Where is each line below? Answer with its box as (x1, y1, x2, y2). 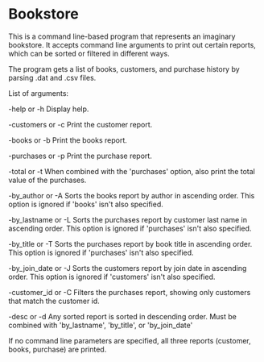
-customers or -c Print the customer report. (8, 119, 153, 129)
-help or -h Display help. (8, 104, 89, 114)
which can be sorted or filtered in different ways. (8, 48, 171, 58)
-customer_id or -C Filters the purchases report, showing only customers (8, 287, 251, 297)
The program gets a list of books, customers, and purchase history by (8, 64, 240, 73)
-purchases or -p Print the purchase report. (8, 151, 153, 160)
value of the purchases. (8, 175, 87, 185)
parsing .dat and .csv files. (8, 73, 97, 82)
